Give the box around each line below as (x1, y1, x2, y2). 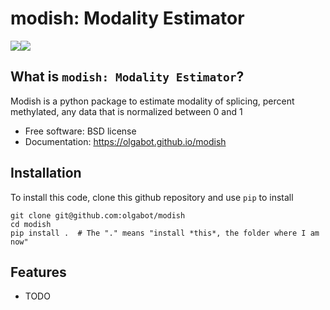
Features (10, 263, 67, 281)
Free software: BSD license (24, 125, 137, 137)
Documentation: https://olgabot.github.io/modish (24, 135, 227, 147)
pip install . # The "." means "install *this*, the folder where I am (10, 228, 320, 238)
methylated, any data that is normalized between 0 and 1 (10, 105, 243, 117)
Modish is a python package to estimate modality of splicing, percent (10, 95, 295, 107)
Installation (10, 165, 82, 182)
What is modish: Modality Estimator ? (10, 68, 245, 86)
